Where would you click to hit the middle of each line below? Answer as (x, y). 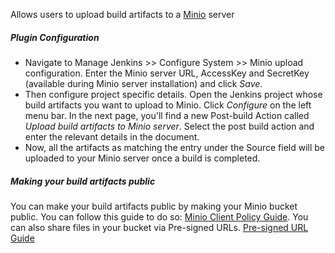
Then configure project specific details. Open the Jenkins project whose (173, 94)
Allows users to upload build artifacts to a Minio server (122, 14)
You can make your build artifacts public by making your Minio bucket (154, 206)
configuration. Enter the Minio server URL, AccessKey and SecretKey (167, 73)
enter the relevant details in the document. (112, 136)
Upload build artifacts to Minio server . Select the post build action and (169, 126)
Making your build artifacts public (83, 181)
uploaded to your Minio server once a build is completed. (142, 158)
